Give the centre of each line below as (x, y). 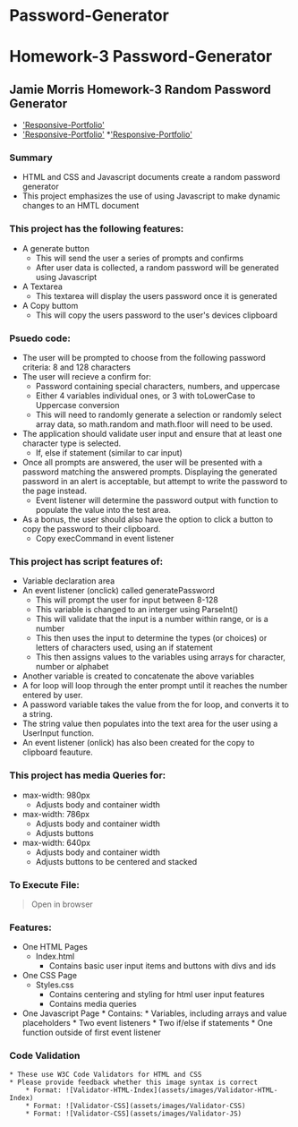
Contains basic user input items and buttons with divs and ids (162, 966)
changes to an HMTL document (81, 206)
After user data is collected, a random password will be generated (157, 267)
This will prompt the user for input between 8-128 (127, 600)
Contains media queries (93, 1004)
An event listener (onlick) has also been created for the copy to (138, 743)
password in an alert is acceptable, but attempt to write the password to (155, 482)
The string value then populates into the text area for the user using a (150, 724)
